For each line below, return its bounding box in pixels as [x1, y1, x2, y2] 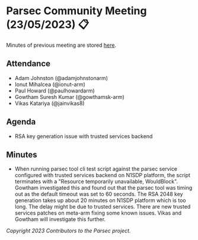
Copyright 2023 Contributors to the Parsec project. [6, 227, 131, 235]
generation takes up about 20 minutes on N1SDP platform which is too [14, 197, 186, 204]
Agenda [6, 117, 36, 127]
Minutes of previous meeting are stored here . [6, 41, 117, 49]
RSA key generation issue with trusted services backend [14, 132, 153, 140]
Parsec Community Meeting [6, 4, 147, 18]
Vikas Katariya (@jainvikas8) [14, 100, 85, 107]
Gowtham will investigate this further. [14, 216, 106, 223]
